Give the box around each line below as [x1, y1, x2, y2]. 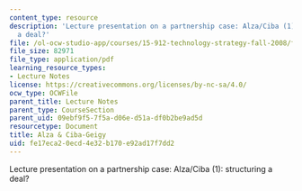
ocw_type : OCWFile [9, 88, 78, 97]
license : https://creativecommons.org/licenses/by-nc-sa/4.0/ [9, 80, 247, 89]
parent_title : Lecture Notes [9, 96, 119, 106]
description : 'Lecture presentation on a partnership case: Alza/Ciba [9, 22, 280, 31]
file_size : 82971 [9, 47, 75, 56]
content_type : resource [9, 13, 99, 23]
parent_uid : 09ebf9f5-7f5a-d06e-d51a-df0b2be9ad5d [9, 114, 203, 123]
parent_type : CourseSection [9, 105, 115, 114]
